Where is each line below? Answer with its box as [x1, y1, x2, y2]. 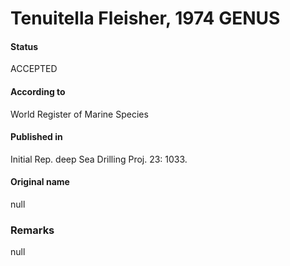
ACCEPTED [10, 63, 58, 75]
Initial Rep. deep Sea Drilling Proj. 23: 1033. [10, 153, 188, 165]
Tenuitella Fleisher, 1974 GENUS [10, 7, 281, 30]
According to [10, 85, 66, 97]
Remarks [10, 223, 55, 237]
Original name [10, 176, 70, 188]
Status [10, 40, 39, 52]
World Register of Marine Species [10, 108, 149, 120]
